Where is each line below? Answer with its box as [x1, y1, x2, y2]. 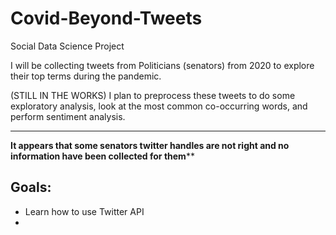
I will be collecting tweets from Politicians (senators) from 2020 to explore [10, 59, 315, 71]
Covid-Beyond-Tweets [10, 7, 203, 30]
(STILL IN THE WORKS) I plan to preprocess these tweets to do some [10, 89, 296, 101]
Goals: [10, 179, 52, 196]
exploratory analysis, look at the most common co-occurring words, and [10, 100, 308, 112]
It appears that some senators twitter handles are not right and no [10, 139, 290, 151]
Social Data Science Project [10, 40, 125, 52]
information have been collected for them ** [10, 150, 195, 162]
